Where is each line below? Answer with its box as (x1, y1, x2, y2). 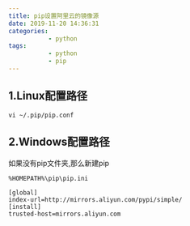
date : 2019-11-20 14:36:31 (8, 19, 99, 28)
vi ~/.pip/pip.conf (8, 111, 74, 119)
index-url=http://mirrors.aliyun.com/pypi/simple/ (8, 195, 183, 203)
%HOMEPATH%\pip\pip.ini (8, 174, 89, 182)
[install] (8, 203, 42, 211)
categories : (8, 27, 49, 35)
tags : (8, 42, 27, 50)
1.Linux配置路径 (8, 89, 87, 103)
